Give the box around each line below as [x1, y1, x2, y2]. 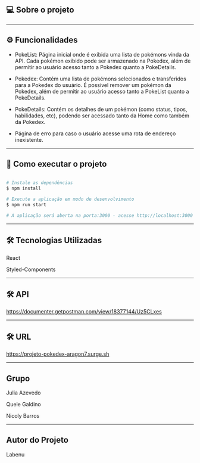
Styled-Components [6, 266, 56, 273]
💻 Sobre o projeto [6, 5, 74, 15]
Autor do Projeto [6, 435, 68, 445]
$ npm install [6, 185, 42, 192]
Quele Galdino [6, 401, 41, 408]
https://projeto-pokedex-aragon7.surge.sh [6, 350, 110, 358]
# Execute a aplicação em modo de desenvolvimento [6, 196, 135, 203]
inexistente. [14, 136, 43, 143]
